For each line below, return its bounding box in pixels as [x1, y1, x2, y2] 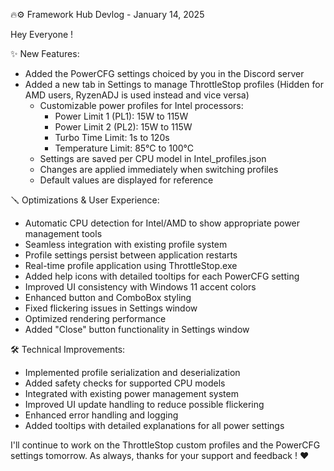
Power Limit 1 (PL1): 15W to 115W [54, 110, 189, 122]
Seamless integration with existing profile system [24, 239, 228, 250]
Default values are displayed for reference [39, 174, 214, 186]
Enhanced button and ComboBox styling [24, 292, 192, 303]
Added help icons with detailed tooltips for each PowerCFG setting [24, 270, 300, 282]
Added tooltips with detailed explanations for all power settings [24, 420, 285, 431]
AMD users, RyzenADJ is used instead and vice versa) [24, 89, 250, 101]
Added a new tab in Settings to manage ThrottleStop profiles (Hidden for [24, 79, 324, 90]
